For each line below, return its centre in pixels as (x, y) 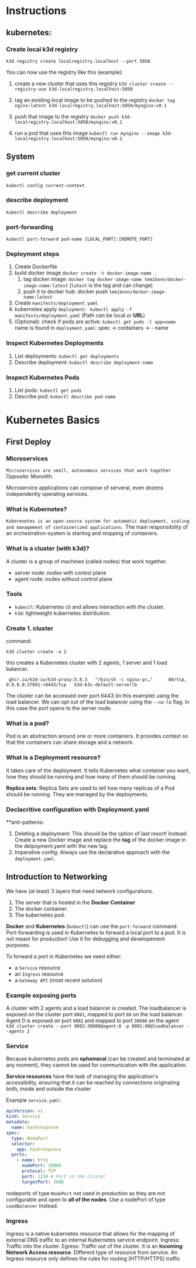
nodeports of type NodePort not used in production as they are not (86, 1193)
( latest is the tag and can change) (111, 285)
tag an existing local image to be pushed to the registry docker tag (95, 100)
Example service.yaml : (34, 1100)
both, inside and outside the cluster (49, 1089)
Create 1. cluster (30, 628)
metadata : (18, 1122)
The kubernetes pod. (40, 915)
